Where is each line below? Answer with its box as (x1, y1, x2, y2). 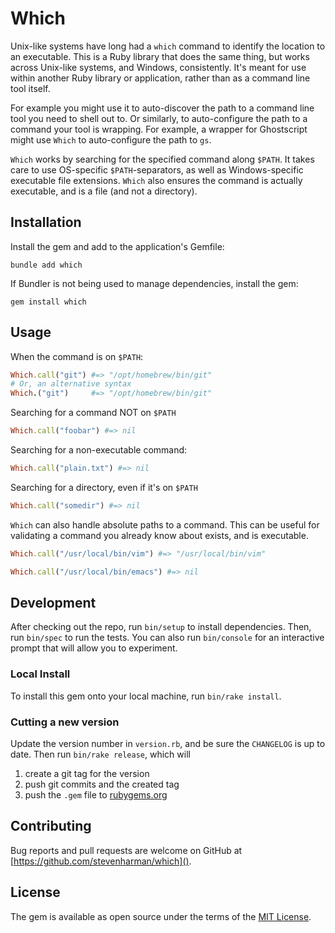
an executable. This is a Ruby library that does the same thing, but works (10, 50, 310, 62)
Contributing (10, 818, 92, 835)
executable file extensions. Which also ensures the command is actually (10, 174, 303, 186)
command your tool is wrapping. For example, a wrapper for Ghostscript (10, 123, 308, 135)
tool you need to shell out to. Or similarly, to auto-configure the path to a (10, 112, 308, 124)
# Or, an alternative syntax (10, 379, 132, 389)
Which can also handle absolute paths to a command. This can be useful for (10, 518, 320, 531)
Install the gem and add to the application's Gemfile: (10, 240, 225, 252)
